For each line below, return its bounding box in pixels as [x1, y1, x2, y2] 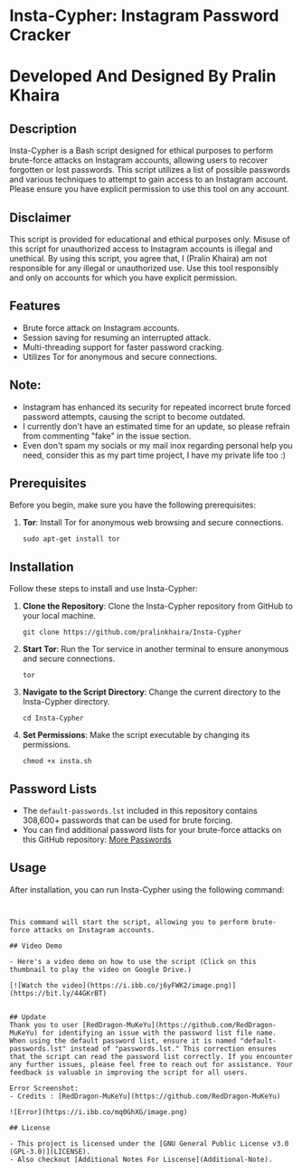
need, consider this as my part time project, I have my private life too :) [22, 449, 287, 460]
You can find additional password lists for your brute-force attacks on [22, 825, 282, 836]
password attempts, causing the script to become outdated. [22, 411, 246, 421]
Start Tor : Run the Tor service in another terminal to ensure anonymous [22, 644, 289, 655]
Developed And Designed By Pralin [9, 66, 277, 87]
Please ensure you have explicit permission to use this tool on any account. [9, 184, 289, 194]
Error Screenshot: [9, 1083, 79, 1092]
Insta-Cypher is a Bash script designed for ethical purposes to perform [9, 146, 274, 156]
